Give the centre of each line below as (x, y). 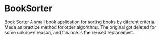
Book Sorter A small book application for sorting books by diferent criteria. (80, 22)
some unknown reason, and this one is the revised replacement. (70, 32)
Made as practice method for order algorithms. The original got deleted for (80, 27)
